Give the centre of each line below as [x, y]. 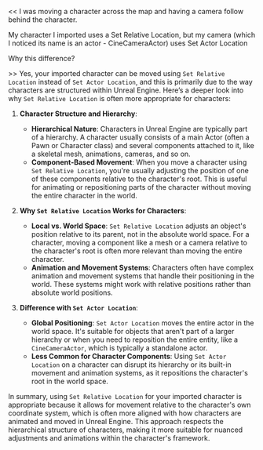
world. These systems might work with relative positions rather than [141, 284]
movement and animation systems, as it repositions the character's [140, 373]
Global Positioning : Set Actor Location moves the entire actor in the [142, 323]
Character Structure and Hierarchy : [78, 114]
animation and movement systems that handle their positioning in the [143, 276]
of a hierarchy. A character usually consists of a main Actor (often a [140, 137]
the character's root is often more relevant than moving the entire [137, 251]
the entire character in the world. [84, 196]
